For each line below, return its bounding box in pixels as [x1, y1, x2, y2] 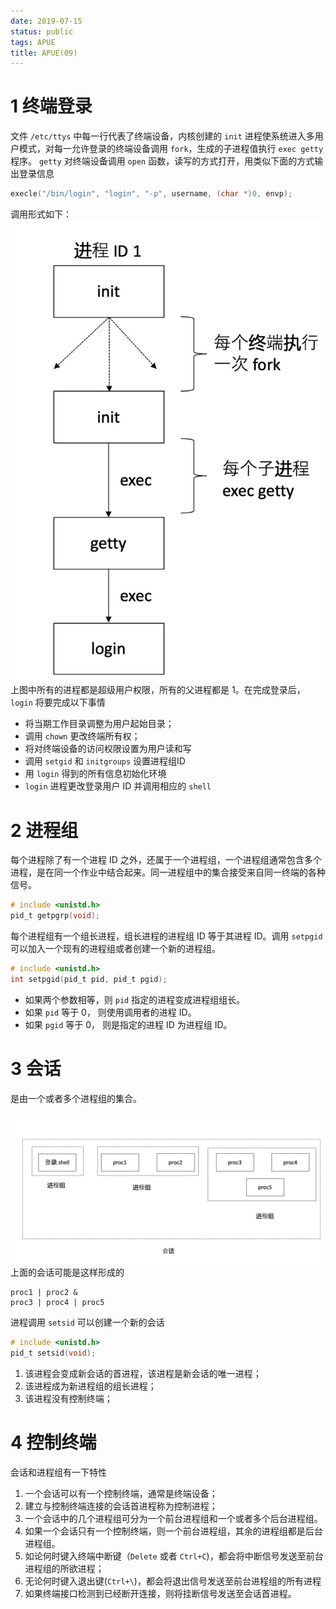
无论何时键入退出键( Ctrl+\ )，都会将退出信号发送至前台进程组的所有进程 [24, 1575, 322, 1587]
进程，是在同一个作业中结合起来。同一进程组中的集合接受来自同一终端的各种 [10, 866, 326, 879]
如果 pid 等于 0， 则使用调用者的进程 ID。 [24, 1006, 197, 1018]
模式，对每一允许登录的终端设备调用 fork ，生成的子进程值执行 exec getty [18, 143, 324, 155]
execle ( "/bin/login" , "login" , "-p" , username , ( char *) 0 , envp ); [10, 189, 293, 199]
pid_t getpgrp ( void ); [10, 911, 101, 921]
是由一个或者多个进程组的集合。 [10, 1092, 142, 1104]
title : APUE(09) [10, 48, 78, 58]
